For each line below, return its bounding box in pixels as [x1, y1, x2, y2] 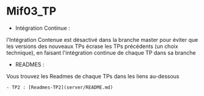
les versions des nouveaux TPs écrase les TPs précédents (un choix [6, 43, 178, 50]
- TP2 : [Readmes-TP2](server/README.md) [6, 84, 114, 91]
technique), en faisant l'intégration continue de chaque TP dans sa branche [6, 49, 196, 56]
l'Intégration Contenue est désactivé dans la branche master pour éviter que [6, 36, 199, 43]
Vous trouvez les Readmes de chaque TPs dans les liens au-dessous [6, 72, 180, 80]
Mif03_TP [6, 4, 57, 18]
